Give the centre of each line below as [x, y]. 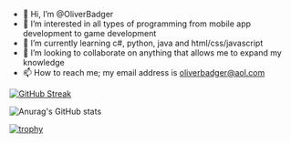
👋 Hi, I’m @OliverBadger [68, 14]
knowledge [44, 62]
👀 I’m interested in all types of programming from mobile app [137, 24]
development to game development [89, 33]
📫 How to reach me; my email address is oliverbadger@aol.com [144, 72]
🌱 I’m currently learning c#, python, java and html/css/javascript [143, 43]
